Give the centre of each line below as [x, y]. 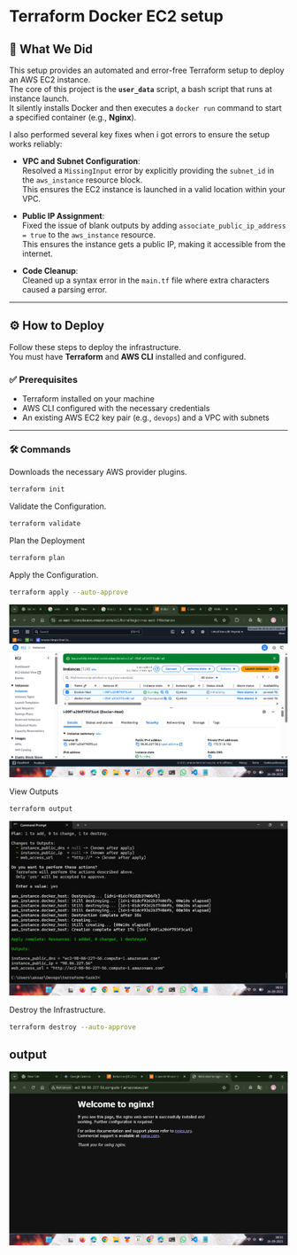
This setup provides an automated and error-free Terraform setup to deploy [147, 70]
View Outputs [34, 791]
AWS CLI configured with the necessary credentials [116, 409]
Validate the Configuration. [58, 506]
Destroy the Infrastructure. [57, 1009]
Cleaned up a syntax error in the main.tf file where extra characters [145, 280]
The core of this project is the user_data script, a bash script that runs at [141, 89]
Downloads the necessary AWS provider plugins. [98, 472]
